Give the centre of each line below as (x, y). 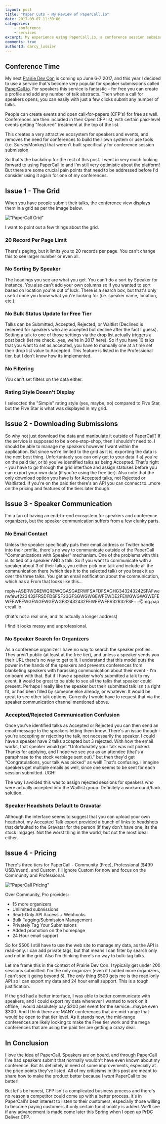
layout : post (19, 10)
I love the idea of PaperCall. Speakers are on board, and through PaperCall (81, 1055)
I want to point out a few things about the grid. (52, 227)
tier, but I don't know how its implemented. (48, 356)
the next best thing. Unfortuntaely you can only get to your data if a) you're (82, 457)
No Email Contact (26, 534)
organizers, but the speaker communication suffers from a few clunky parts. (83, 521)
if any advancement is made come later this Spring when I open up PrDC (79, 1112)
